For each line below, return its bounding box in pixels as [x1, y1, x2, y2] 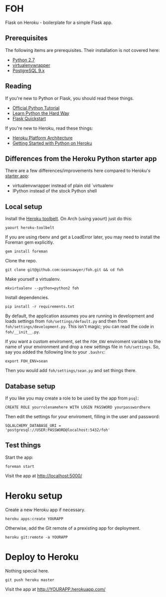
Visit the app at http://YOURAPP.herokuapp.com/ [5, 586, 106, 592]
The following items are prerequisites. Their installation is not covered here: [5, 47, 160, 53]
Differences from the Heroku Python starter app [5, 154, 157, 163]
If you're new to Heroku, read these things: [5, 125, 93, 131]
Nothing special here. [5, 568, 49, 574]
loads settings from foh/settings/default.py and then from [5, 318, 128, 324]
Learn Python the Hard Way [12, 110, 70, 116]
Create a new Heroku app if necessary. [5, 507, 86, 513]
